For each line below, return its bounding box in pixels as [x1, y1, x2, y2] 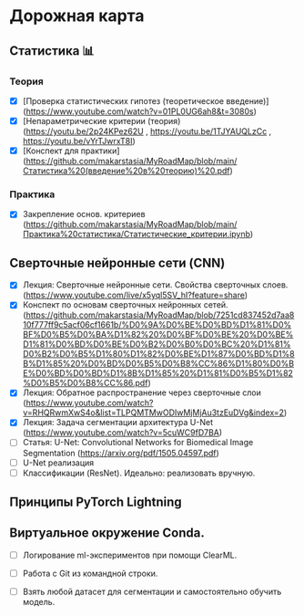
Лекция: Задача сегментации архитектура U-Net [22, 417, 214, 428]
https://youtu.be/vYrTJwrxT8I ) [22, 136, 137, 146]
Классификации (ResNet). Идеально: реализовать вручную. [22, 467, 256, 478]
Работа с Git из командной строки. [22, 568, 158, 579]
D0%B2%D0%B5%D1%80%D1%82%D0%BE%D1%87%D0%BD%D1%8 [22, 349, 295, 360]
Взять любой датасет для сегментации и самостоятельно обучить [22, 586, 282, 597]
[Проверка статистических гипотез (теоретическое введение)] [22, 95, 269, 106]
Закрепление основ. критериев [22, 209, 146, 220]
